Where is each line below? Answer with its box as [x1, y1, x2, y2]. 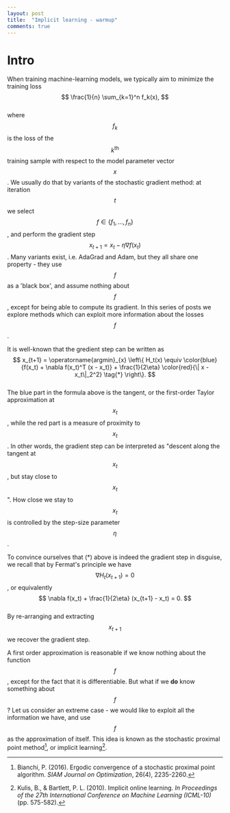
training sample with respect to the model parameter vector [7, 156, 175, 165]
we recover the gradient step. [7, 635, 90, 644]
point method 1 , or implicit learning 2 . [7, 742, 107, 751]
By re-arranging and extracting [7, 612, 94, 621]
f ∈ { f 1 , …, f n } [97, 217, 133, 227]
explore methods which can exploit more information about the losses [7, 310, 204, 319]
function [7, 656, 31, 664]
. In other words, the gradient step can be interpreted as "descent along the [7, 442, 220, 450]
